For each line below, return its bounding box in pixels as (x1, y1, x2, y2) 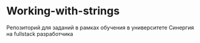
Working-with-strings (6, 4, 120, 18)
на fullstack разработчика (6, 30, 73, 37)
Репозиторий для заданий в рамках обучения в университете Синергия (6, 24, 194, 31)
